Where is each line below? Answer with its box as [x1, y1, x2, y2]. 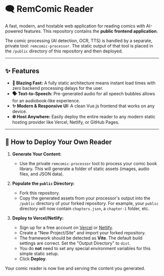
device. [12, 108, 27, 114]
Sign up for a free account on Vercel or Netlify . [19, 225, 113, 230]
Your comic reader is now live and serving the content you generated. [5, 265, 145, 271]
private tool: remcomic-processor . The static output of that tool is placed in [5, 43, 154, 49]
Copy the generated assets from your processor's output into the [19, 195, 150, 201]
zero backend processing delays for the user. [12, 85, 103, 91]
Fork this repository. [19, 190, 60, 196]
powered [5, 28, 23, 34]
